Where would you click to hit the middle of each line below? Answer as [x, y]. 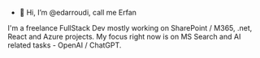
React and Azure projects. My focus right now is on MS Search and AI [124, 37]
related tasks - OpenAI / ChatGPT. [65, 45]
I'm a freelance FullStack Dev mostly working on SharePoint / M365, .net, [130, 28]
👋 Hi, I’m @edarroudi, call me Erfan [78, 12]
